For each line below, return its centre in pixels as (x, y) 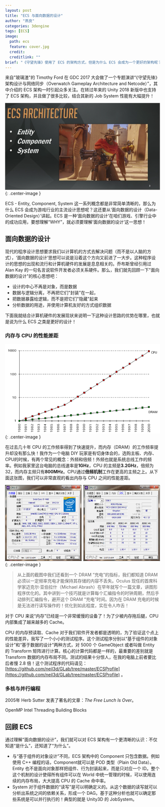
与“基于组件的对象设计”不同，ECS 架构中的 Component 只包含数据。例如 (86, 756)
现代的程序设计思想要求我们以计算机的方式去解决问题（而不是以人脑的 (76, 251)
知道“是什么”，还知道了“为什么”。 (39, 745)
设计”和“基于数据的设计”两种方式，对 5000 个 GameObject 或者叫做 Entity (80, 645)
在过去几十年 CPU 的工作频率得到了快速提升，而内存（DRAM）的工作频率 (80, 447)
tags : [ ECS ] (17, 31)
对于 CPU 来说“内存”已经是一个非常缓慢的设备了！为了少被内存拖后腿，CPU (82, 616)
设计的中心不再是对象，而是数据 (44, 287)
